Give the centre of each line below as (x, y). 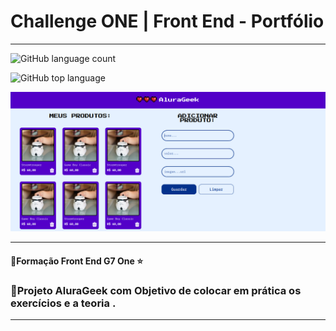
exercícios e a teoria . (63, 303)
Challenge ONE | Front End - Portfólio (167, 21)
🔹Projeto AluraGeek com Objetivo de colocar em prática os (156, 290)
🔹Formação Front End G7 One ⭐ (77, 261)
